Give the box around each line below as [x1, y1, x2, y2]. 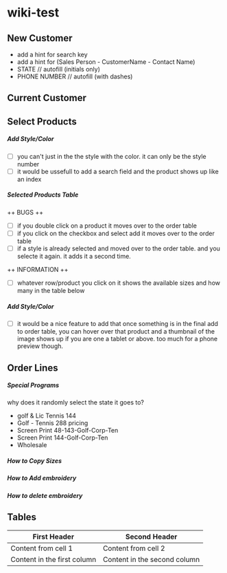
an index [16, 175, 42, 183]
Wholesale [16, 441, 47, 449]
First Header [32, 532, 74, 541]
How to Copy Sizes [7, 457, 62, 465]
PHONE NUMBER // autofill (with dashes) [16, 72, 133, 80]
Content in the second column [102, 554, 200, 564]
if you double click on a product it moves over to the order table [16, 221, 198, 230]
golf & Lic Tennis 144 [16, 411, 77, 420]
